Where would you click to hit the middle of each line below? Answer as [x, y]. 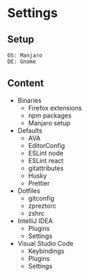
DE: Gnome [22, 62]
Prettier [39, 183]
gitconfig [41, 198]
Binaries [29, 100]
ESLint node [46, 153]
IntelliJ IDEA [35, 220]
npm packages [50, 115]
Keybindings [46, 251]
